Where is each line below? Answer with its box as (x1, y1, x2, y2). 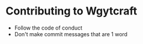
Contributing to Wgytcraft (5, 4, 138, 18)
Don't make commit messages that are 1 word (14, 30, 127, 37)
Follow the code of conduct (14, 24, 82, 31)
